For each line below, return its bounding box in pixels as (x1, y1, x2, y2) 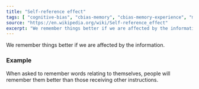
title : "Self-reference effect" (6, 8, 86, 15)
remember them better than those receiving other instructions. (6, 76, 159, 83)
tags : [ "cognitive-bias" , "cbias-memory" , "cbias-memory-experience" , (6, 14, 187, 20)
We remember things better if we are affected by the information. (6, 42, 165, 49)
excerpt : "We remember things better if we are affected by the (6, 25, 168, 31)
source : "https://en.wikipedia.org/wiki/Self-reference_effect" (6, 20, 168, 26)
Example (6, 56, 32, 65)
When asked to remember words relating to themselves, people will (6, 69, 171, 77)
